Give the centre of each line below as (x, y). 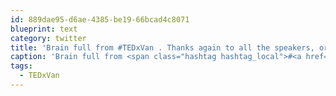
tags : (21, 66)
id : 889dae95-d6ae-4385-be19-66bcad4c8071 (100, 19)
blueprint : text (44, 29)
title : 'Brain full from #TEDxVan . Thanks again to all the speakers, (162, 47)
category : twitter (48, 38)
